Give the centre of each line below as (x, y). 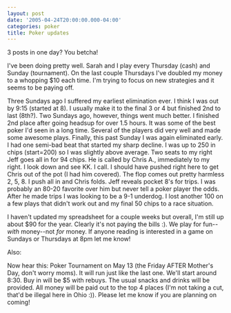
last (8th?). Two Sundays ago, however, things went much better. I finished (113, 116)
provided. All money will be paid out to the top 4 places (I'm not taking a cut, (115, 287)
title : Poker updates (38, 33)
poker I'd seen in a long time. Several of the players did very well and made (114, 130)
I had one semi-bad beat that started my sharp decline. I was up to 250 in (111, 145)
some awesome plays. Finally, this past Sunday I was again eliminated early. (115, 138)
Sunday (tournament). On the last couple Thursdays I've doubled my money (115, 73)
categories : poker (33, 26)
